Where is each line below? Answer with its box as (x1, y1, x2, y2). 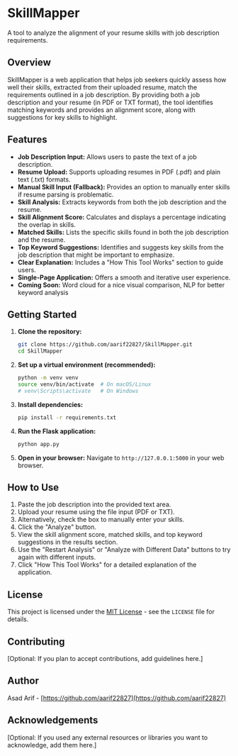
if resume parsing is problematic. (17, 190, 114, 199)
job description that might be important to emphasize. (17, 250, 175, 259)
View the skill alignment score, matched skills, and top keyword (17, 530, 203, 539)
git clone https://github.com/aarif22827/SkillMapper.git (17, 341, 193, 348)
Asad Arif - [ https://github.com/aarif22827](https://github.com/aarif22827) (7, 694, 227, 702)
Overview (7, 57, 52, 69)
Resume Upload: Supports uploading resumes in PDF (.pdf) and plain (17, 167, 221, 176)
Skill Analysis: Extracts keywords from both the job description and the (17, 197, 227, 206)
